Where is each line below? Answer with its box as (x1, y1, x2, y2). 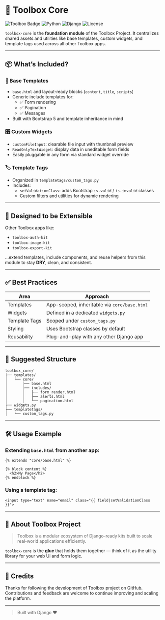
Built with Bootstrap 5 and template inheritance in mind (12, 116, 124, 121)
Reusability (7, 333, 33, 340)
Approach (85, 293, 109, 299)
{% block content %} (5, 467, 48, 472)
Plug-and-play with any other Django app (46, 333, 143, 340)
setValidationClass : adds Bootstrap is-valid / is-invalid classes (19, 188, 154, 194)
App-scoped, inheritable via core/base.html (46, 301, 148, 308)
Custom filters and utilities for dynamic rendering (19, 193, 119, 199)
